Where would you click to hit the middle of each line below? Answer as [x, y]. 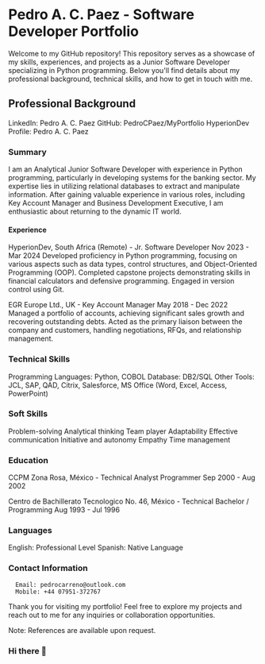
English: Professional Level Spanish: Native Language [96, 548]
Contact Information [48, 568]
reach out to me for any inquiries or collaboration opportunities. [112, 615]
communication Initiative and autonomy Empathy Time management [119, 439]
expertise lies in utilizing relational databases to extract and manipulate [124, 186]
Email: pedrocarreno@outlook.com [71, 585]
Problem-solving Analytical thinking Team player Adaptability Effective [123, 431]
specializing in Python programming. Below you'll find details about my [124, 70]
